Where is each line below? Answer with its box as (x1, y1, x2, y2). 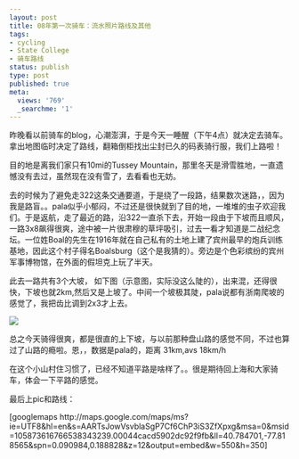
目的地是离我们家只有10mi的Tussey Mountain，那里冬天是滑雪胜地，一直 (9, 160, 276, 170)
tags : (9, 29, 29, 38)
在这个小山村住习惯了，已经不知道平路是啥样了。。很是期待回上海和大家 (9, 364, 271, 374)
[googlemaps (9, 412, 58, 422)
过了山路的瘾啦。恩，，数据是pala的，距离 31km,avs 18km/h (9, 345, 227, 356)
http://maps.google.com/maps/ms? (59, 412, 189, 422)
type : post (9, 71, 50, 80)
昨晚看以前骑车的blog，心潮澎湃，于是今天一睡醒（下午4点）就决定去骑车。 (9, 130, 287, 141)
